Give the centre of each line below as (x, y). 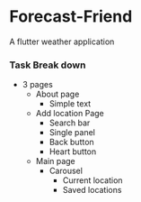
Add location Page (70, 114)
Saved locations (92, 190)
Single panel (72, 133)
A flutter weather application (62, 41)
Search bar (70, 123)
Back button (71, 142)
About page (57, 94)
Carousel (66, 171)
